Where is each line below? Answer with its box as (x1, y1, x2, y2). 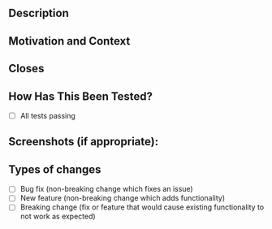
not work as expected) (19, 211, 96, 222)
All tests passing (19, 110, 76, 120)
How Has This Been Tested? (8, 89, 153, 103)
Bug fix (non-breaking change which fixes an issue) (19, 184, 193, 194)
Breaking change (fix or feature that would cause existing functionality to (19, 202, 265, 212)
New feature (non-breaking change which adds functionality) (19, 193, 226, 203)
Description (8, 6, 69, 20)
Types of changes (8, 162, 101, 176)
